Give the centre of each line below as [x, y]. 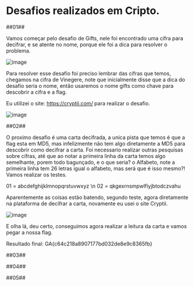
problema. [18, 50]
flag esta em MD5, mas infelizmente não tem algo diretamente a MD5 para [96, 143]
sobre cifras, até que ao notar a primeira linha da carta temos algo [86, 156]
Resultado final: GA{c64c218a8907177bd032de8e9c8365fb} [79, 243]
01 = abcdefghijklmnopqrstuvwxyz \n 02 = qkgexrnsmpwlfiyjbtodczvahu [93, 186]
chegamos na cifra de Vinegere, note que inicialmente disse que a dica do [96, 80]
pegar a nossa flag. [29, 232]
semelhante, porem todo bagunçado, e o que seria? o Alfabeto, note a [91, 162]
